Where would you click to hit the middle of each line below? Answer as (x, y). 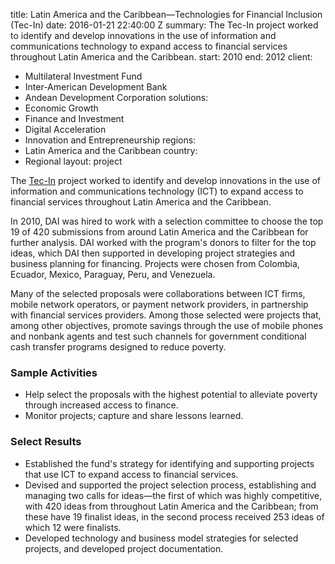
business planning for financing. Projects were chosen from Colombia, (155, 263)
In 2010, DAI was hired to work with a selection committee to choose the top (167, 221)
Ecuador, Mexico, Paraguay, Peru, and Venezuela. (113, 274)
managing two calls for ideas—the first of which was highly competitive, (173, 495)
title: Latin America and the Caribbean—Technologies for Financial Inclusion (166, 14)
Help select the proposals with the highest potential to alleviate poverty (171, 395)
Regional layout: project (73, 161)
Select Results (46, 442)
